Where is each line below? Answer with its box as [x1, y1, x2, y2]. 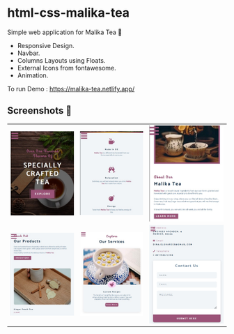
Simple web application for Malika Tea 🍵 [7, 28, 123, 36]
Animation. [17, 71, 49, 79]
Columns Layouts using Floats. [17, 56, 106, 64]
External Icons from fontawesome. [17, 63, 116, 72]
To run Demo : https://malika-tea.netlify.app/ [7, 84, 135, 93]
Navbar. [17, 49, 40, 57]
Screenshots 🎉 [7, 105, 72, 116]
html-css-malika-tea [7, 5, 130, 21]
